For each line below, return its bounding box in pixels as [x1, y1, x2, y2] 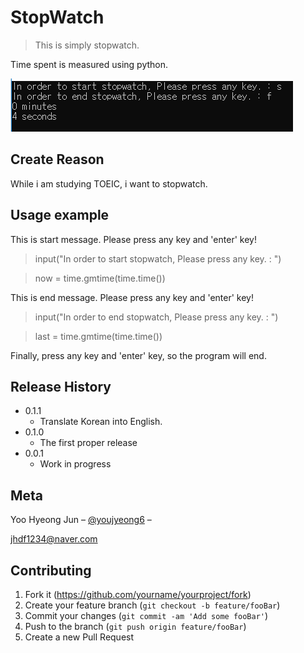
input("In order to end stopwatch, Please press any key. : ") [34, 311, 279, 323]
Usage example [10, 207, 110, 224]
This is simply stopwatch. [34, 39, 140, 51]
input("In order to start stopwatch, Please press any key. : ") [34, 252, 282, 265]
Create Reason [10, 151, 105, 168]
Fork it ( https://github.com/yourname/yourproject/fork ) [24, 589, 252, 600]
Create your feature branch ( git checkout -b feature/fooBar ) [24, 599, 281, 611]
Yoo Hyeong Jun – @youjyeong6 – [10, 514, 152, 526]
